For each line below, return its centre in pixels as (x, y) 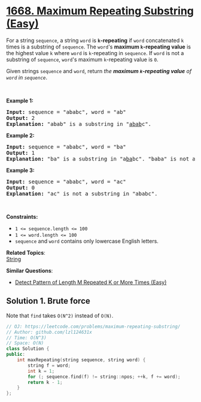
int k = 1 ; (41, 371)
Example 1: (20, 101)
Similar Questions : (30, 270)
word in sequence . (27, 77)
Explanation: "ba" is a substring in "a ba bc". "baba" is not (98, 159)
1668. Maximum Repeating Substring (100, 11)
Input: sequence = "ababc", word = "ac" (66, 182)
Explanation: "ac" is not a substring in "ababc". (82, 194)
